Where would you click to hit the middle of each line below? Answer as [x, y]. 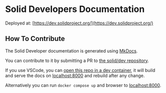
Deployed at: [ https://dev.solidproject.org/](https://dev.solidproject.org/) [79, 23]
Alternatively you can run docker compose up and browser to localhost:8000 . [83, 85]
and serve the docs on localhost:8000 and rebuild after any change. [75, 75]
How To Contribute [35, 39]
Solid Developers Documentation [75, 9]
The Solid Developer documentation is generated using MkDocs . [72, 50]
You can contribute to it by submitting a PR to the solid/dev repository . [77, 60]
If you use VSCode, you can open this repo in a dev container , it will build [80, 70]
